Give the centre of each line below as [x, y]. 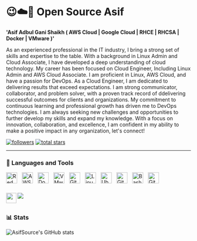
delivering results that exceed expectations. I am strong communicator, [92, 87]
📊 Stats [18, 217]
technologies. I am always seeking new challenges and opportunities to [92, 112]
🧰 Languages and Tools [40, 162]
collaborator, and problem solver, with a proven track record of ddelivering [96, 93]
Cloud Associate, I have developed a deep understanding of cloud [86, 62]
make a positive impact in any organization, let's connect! [75, 131]
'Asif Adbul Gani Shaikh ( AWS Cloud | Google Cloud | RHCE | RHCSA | [93, 32]
